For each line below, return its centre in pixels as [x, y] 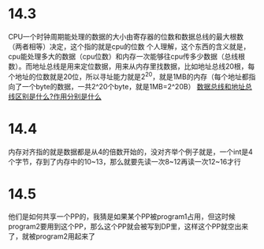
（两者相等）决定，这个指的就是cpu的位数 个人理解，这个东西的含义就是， [129, 46]
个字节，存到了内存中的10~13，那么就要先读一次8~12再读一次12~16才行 [125, 161]
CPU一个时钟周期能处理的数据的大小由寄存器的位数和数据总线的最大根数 [126, 36]
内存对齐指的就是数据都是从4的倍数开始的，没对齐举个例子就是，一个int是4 [131, 152]
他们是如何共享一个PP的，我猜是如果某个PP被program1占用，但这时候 [122, 217]
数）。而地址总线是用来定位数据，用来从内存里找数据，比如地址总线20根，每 [132, 66]
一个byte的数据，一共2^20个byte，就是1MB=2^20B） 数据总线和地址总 [137, 86]
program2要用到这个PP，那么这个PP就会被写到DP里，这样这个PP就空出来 [128, 227]
